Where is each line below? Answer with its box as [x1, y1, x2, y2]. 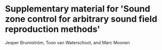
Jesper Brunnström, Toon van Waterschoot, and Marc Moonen [5, 39, 130, 45]
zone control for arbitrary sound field [5, 13, 158, 25]
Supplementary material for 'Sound [5, 3, 150, 14]
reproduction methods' [5, 24, 100, 35]
